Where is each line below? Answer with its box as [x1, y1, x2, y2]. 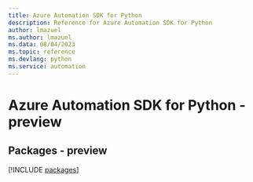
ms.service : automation [8, 63, 86, 71]
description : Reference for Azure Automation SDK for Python [8, 19, 213, 27]
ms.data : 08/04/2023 [8, 41, 76, 49]
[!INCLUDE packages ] [8, 165, 79, 174]
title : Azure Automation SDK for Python [8, 11, 143, 20]
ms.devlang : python [8, 56, 72, 64]
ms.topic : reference [8, 48, 76, 56]
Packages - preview [8, 144, 108, 158]
